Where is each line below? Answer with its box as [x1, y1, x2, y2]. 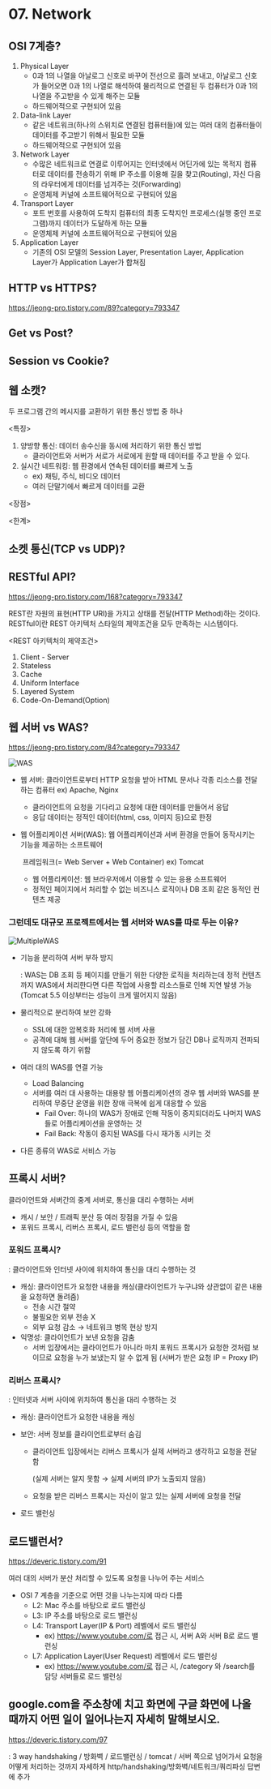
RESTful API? [8, 570, 77, 584]
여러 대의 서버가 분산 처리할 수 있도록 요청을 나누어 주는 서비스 [8, 1572, 205, 1582]
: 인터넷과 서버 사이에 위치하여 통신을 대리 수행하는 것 [8, 1395, 176, 1405]
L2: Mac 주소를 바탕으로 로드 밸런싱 [32, 1600, 146, 1610]
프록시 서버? [8, 1172, 66, 1186]
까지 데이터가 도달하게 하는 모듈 [48, 218, 148, 228]
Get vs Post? [8, 326, 74, 341]
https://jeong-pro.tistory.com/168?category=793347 [8, 591, 184, 601]
